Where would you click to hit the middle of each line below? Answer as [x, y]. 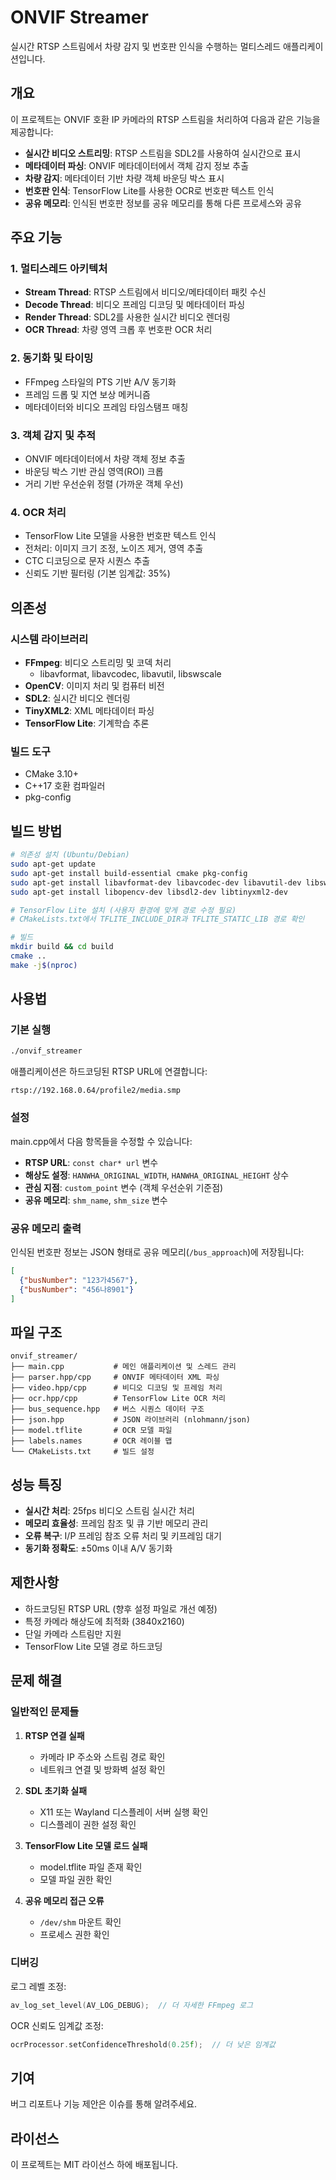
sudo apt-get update [53, 864]
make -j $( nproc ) [44, 965]
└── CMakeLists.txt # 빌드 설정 [82, 1452]
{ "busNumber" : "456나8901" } [77, 1289]
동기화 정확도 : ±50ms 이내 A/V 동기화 [98, 1548]
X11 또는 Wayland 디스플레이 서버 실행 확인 [124, 1812]
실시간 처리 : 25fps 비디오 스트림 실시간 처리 [109, 1511]
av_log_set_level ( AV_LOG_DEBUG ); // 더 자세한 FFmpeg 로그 [131, 2005]
